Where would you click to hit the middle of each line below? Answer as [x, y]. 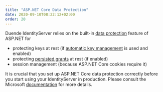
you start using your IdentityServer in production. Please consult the [76, 79]
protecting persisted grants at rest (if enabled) [60, 59]
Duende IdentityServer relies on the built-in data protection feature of [77, 33]
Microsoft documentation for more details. [49, 84]
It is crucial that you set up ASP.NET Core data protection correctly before [81, 74]
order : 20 [16, 19]
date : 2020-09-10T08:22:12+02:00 [40, 14]
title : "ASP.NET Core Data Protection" [47, 10]
